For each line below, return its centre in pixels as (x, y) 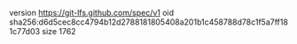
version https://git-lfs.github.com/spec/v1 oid (92, 13)
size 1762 (59, 31)
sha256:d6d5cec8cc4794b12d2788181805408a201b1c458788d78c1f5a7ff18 (148, 22)
